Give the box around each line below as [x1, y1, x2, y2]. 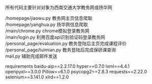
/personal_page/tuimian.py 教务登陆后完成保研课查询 [5, 47, 116, 53]
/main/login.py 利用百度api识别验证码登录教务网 [5, 34, 105, 40]
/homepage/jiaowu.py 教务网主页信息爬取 [5, 15, 93, 21]
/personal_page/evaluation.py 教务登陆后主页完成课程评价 [5, 40, 127, 47]
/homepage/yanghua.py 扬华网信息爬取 [5, 22, 88, 27]
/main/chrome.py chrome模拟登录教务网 [5, 28, 90, 34]
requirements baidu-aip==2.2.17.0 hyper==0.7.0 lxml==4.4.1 [5, 63, 130, 69]
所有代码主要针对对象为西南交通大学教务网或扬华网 [5, 5, 112, 10]
